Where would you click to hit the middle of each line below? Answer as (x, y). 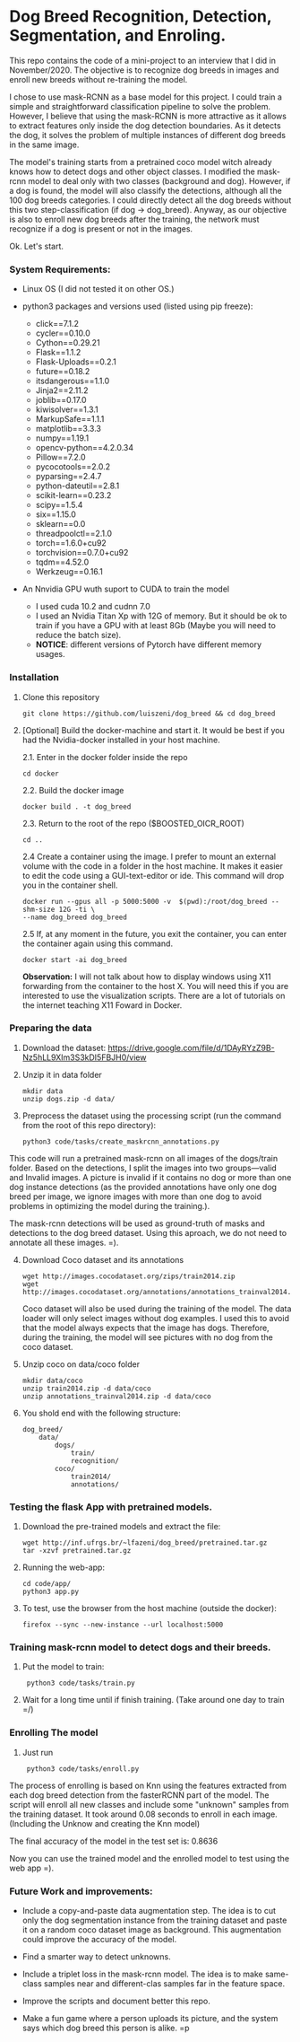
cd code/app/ (47, 1584)
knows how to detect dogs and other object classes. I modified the (132, 171)
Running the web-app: (64, 1567)
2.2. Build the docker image (73, 790)
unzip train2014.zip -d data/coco (86, 1389)
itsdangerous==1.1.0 (73, 381)
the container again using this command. (97, 943)
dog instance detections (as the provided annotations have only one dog (143, 1187)
